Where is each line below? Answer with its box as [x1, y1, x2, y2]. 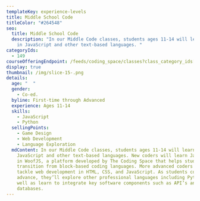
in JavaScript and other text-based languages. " [17, 42, 143, 48]
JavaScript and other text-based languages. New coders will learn [17, 152, 187, 158]
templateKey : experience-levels [6, 8, 86, 15]
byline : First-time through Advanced [11, 97, 105, 103]
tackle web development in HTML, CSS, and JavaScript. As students [17, 169, 187, 175]
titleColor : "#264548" [6, 20, 62, 26]
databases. [17, 186, 44, 191]
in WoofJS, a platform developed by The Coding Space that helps [17, 158, 183, 164]
